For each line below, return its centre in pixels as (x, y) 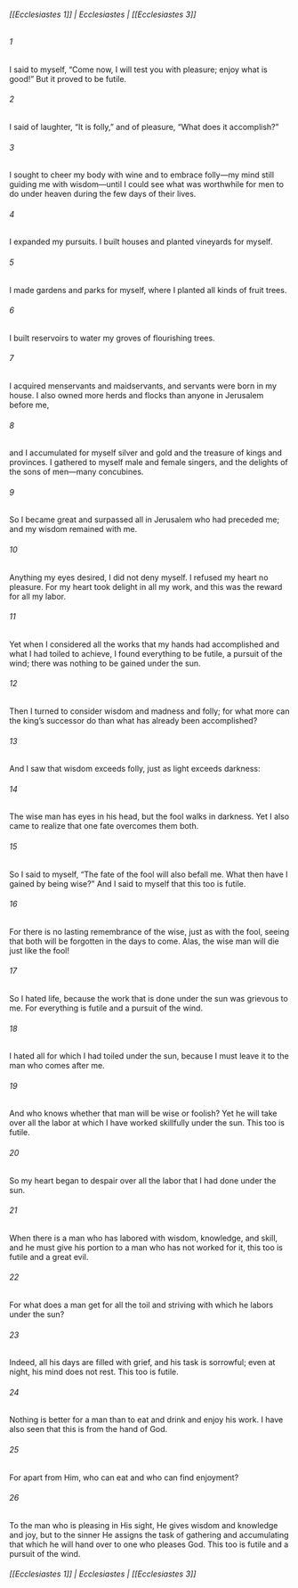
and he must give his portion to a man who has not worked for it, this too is (146, 1247)
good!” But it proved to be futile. (68, 78)
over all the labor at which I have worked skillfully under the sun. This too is (147, 1123)
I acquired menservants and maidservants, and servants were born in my (143, 386)
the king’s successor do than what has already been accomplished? (133, 721)
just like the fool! (39, 950)
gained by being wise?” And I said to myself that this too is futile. (128, 883)
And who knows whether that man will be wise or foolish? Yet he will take (143, 1113)
